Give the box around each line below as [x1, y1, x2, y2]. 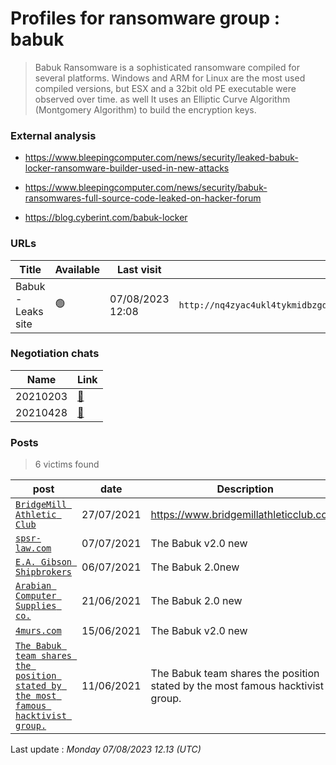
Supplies [15, 600, 57, 612]
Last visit [116, 262, 162, 276]
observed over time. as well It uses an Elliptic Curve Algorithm [34, 93, 291, 105]
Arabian [15, 580, 52, 592]
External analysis [10, 128, 97, 142]
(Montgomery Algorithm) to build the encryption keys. [34, 103, 257, 116]
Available [54, 262, 100, 276]
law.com [15, 543, 52, 554]
